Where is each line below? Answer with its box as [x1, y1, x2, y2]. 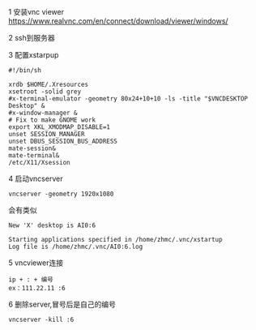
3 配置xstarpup [8, 50, 59, 59]
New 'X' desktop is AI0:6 [8, 221, 96, 229]
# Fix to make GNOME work [8, 116, 96, 124]
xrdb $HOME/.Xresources [8, 80, 89, 88]
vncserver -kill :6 [8, 315, 75, 324]
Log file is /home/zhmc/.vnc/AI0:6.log [8, 242, 143, 251]
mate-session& [8, 144, 57, 152]
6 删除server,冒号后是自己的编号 [8, 299, 116, 309]
